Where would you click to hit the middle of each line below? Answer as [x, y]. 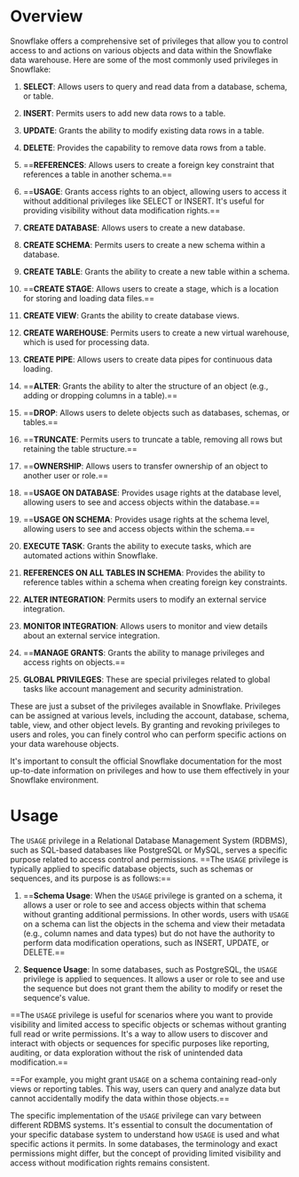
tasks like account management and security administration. [133, 689]
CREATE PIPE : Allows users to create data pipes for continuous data [148, 359]
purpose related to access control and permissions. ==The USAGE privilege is [149, 859]
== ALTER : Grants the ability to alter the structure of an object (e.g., [146, 386]
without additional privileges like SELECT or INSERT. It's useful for [144, 201]
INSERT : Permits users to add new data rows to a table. [124, 113]
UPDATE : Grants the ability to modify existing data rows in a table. [143, 130]
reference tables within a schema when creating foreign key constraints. [155, 582]
